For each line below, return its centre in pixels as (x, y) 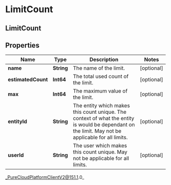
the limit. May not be (97, 131)
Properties (22, 45)
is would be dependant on (104, 125)
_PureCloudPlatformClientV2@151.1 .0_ (45, 177)
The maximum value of (100, 91)
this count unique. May (100, 152)
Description (104, 59)
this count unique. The (100, 112)
